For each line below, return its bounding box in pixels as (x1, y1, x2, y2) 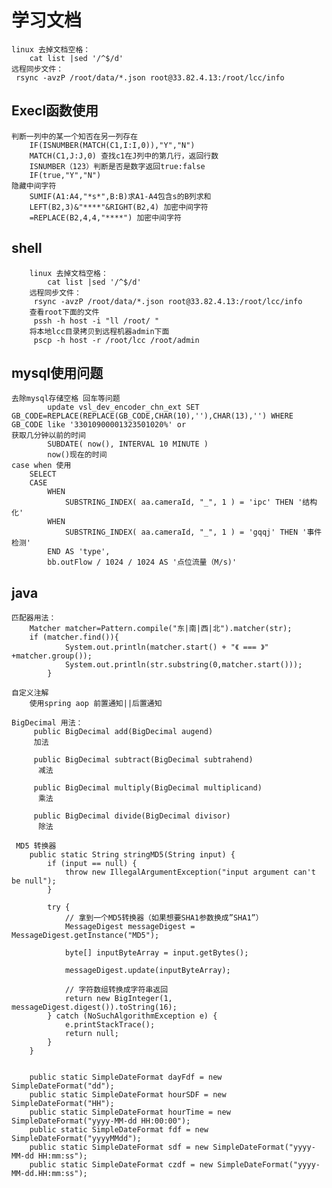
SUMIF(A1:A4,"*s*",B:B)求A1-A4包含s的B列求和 (29, 191, 212, 201)
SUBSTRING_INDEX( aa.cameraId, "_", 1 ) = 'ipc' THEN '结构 (64, 497, 318, 508)
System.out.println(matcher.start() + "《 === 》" (64, 642, 269, 653)
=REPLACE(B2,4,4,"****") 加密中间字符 (29, 212, 182, 223)
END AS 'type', (47, 547, 111, 557)
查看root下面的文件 (29, 307, 100, 317)
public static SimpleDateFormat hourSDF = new (29, 1090, 227, 1100)
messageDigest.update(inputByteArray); (64, 966, 231, 976)
